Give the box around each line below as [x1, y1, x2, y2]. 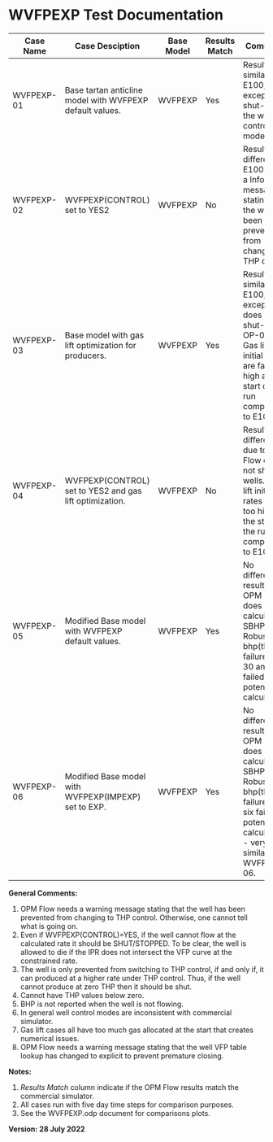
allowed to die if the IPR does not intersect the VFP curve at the [19, 947, 233, 957]
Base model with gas [64, 329, 145, 341]
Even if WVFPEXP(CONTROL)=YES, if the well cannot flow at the [19, 930, 236, 939]
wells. [242, 474, 266, 486]
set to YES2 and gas [64, 485, 142, 496]
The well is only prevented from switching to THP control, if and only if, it [19, 964, 264, 974]
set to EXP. [64, 801, 107, 813]
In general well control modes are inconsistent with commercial [19, 1007, 232, 1018]
